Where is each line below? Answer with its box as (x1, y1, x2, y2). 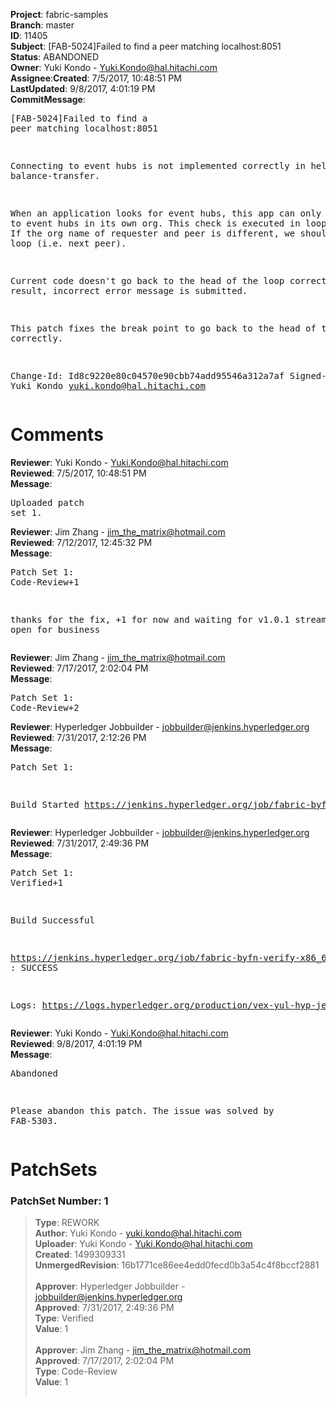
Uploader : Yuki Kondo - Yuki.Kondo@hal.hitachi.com (34, 1238, 253, 1250)
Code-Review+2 (10, 702, 80, 713)
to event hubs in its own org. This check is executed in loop (10, 218, 327, 229)
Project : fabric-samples (10, 9, 109, 20)
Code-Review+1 (10, 576, 80, 588)
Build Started (10, 799, 80, 810)
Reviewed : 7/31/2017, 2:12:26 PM (10, 731, 147, 743)
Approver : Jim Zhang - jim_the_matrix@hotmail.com (34, 1344, 252, 1356)
